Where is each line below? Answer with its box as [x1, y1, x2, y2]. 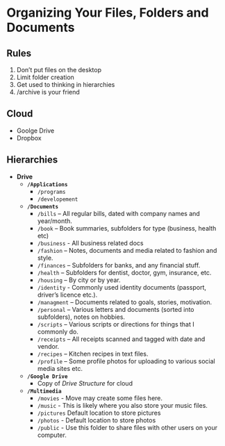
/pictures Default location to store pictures [37, 408, 161, 417]
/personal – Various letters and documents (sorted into [37, 305, 194, 313]
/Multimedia [26, 388, 62, 395]
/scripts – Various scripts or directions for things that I [37, 320, 195, 328]
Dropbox [16, 133, 42, 142]
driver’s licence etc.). [37, 290, 98, 299]
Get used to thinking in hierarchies [16, 81, 115, 88]
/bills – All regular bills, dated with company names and [37, 209, 201, 217]
